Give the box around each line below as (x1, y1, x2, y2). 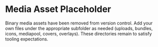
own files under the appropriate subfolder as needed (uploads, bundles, (5, 25, 153, 31)
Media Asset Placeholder (5, 3, 111, 15)
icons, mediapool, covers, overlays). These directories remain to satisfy (5, 30, 152, 36)
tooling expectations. (5, 36, 48, 42)
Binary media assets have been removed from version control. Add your (5, 20, 153, 26)
